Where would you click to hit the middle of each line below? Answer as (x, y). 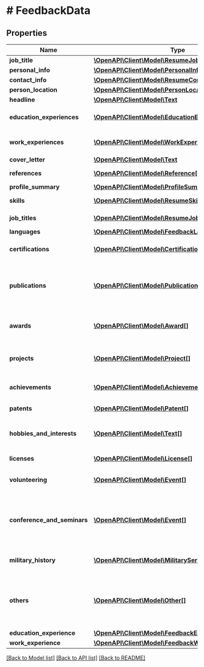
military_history (32, 560)
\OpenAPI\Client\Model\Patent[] (141, 408)
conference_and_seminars (49, 520)
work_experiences (37, 142)
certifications (29, 249)
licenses (22, 459)
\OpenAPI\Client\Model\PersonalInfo (148, 70)
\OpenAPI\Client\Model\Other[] (140, 600)
